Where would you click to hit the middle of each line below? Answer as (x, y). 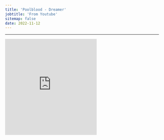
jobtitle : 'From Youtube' (31, 14)
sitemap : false (20, 19)
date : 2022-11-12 (23, 23)
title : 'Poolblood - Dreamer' (36, 10)
